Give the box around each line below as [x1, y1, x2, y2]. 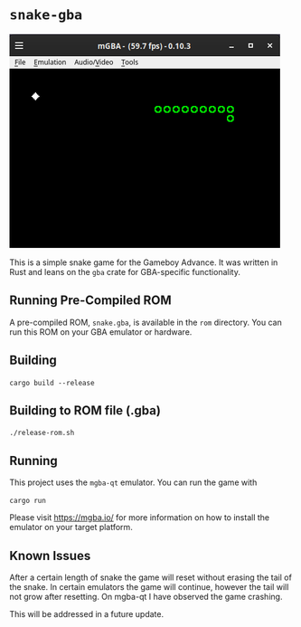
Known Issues [9, 547, 91, 564]
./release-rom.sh [9, 429, 75, 438]
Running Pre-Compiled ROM [9, 293, 172, 309]
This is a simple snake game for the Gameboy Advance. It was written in [9, 257, 278, 268]
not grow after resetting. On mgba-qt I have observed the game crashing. [9, 592, 283, 602]
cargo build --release [9, 378, 95, 387]
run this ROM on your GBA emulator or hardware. [9, 326, 193, 337]
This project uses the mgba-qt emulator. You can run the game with [9, 477, 258, 488]
